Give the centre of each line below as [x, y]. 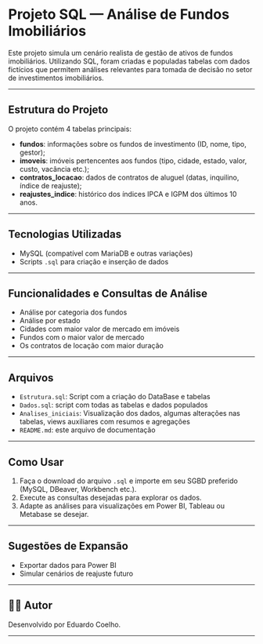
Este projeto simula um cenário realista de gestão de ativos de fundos [121, 53]
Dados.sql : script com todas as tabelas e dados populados [113, 405]
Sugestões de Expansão [68, 546]
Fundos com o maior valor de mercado [82, 337]
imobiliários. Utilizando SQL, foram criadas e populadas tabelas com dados [129, 61]
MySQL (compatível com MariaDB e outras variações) [106, 253]
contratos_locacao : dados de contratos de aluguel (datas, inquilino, [129, 177]
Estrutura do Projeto [58, 110]
